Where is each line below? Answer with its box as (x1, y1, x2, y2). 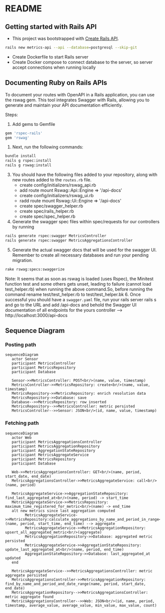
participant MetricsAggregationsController (11, 439, 102, 444)
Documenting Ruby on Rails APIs (5, 79, 108, 87)
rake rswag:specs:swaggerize (5, 266, 65, 272)
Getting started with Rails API (5, 23, 97, 31)
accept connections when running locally (12, 64, 96, 70)
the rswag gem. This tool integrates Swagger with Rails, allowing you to (5, 97, 150, 103)
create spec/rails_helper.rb (19, 208, 74, 214)
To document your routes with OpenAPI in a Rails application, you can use (5, 91, 155, 97)
